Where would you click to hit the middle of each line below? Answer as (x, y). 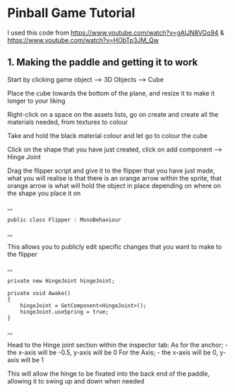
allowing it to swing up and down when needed (76, 381)
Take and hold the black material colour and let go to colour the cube (108, 135)
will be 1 (32, 359)
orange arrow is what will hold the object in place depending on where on (114, 185)
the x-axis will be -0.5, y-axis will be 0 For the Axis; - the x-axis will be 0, (113, 352)
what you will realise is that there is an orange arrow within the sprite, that (115, 178)
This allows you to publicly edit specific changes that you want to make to (115, 246)
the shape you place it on (44, 193)
